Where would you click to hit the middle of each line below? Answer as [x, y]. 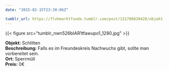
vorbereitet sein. [22, 53]
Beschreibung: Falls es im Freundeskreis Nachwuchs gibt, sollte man [77, 48]
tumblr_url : [18, 19]
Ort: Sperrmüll [20, 58]
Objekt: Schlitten [23, 42]
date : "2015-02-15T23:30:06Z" [37, 10]
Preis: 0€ [15, 64]
